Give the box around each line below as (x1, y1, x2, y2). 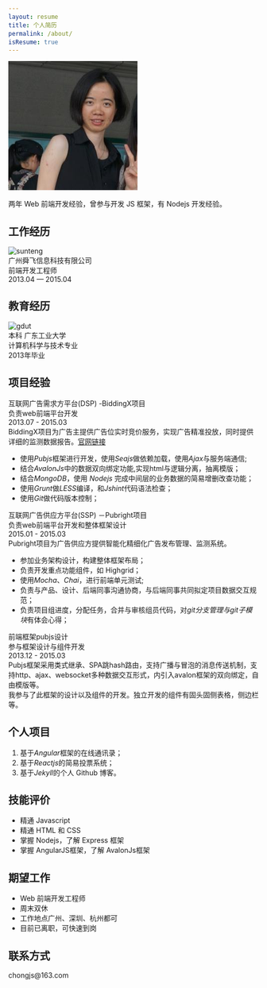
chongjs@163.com (8, 970, 69, 980)
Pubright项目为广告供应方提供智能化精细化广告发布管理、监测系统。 (8, 538, 232, 548)
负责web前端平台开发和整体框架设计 (8, 520, 127, 530)
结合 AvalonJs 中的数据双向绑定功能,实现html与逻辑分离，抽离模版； (19, 463, 241, 473)
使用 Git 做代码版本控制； (19, 493, 99, 503)
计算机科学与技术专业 (8, 340, 78, 349)
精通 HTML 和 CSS (19, 826, 81, 836)
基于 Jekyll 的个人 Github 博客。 (19, 767, 121, 778)
